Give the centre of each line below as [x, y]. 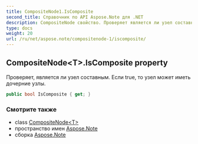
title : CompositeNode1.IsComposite [50, 12]
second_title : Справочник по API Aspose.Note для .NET [75, 17]
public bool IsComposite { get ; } [49, 94]
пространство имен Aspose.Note [56, 128]
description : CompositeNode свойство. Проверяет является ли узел [89, 22]
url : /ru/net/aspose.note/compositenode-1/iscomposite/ [76, 39]
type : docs [19, 28]
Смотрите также [32, 109]
